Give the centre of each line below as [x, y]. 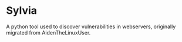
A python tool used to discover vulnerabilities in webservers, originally [91, 26]
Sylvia [21, 11]
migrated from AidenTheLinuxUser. [48, 32]
